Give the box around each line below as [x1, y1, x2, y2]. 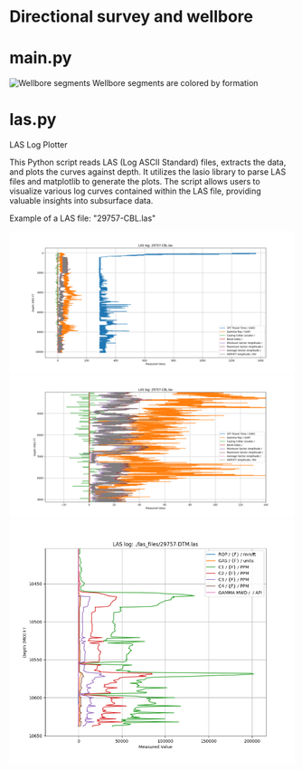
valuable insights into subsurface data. [9, 195, 154, 206]
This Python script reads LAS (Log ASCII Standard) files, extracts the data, [9, 157, 287, 168]
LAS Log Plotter [9, 139, 68, 150]
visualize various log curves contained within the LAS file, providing [9, 185, 261, 196]
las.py [9, 109, 57, 130]
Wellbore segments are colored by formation [91, 78, 259, 89]
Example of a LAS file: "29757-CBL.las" [9, 213, 156, 223]
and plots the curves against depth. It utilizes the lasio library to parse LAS [9, 166, 287, 177]
